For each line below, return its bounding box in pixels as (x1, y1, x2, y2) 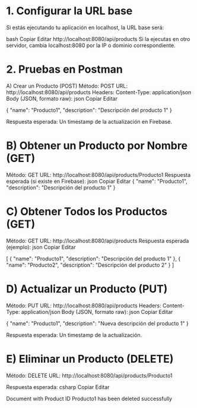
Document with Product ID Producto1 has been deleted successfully (6, 395, 173, 402)
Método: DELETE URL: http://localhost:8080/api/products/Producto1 (6, 372, 173, 379)
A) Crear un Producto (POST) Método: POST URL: (6, 82, 128, 89)
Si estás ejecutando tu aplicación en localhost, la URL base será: (6, 24, 164, 31)
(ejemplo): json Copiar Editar (6, 243, 76, 251)
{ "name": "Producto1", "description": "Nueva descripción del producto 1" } (6, 320, 189, 327)
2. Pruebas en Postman (6, 63, 123, 76)
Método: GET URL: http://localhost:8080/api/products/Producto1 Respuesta (6, 171, 191, 178)
